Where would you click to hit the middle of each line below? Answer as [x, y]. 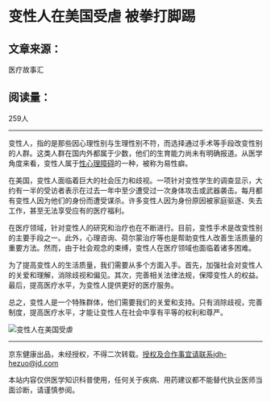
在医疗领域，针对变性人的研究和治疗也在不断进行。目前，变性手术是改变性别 [135, 227]
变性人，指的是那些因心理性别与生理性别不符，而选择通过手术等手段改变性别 [135, 143]
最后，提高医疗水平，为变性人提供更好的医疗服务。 [93, 285]
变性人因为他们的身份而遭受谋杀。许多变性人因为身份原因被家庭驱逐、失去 [139, 200]
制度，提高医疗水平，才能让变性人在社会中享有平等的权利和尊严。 [118, 312]
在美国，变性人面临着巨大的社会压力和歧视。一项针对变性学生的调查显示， [132, 180]
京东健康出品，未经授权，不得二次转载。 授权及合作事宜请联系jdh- [118, 354]
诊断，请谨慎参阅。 [47, 390]
